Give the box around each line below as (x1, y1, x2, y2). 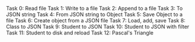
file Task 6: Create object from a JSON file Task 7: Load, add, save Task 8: (6, 17, 186, 24)
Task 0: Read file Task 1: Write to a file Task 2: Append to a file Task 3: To (6, 5, 183, 12)
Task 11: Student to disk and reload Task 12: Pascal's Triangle (6, 29, 154, 36)
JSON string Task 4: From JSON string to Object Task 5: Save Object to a (6, 11, 183, 18)
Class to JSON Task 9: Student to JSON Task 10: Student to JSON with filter (6, 23, 190, 30)
